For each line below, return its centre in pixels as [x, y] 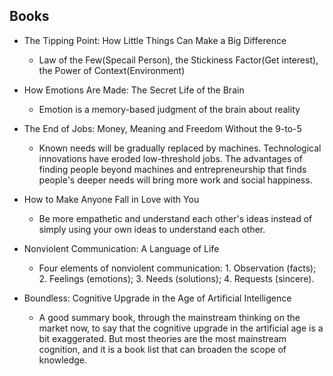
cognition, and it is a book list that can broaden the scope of [162, 349]
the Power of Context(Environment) [112, 70]
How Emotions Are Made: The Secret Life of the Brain [134, 90]
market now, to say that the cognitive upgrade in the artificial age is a [181, 328]
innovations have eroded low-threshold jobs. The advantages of [170, 158]
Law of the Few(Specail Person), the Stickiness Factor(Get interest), [178, 60]
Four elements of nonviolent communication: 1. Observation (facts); [177, 268]
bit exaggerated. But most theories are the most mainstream [162, 338]
